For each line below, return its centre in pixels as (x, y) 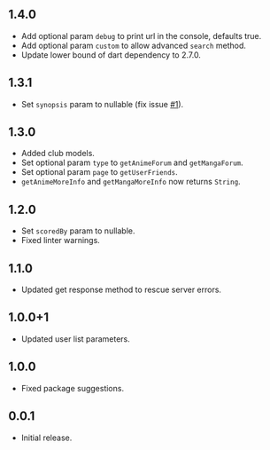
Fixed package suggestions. (73, 388)
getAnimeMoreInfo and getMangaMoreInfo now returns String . (131, 182)
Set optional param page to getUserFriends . (99, 172)
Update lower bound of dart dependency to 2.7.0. (111, 55)
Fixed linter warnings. (61, 241)
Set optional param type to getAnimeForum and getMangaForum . (132, 162)
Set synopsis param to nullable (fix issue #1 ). (102, 104)
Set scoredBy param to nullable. (78, 231)
